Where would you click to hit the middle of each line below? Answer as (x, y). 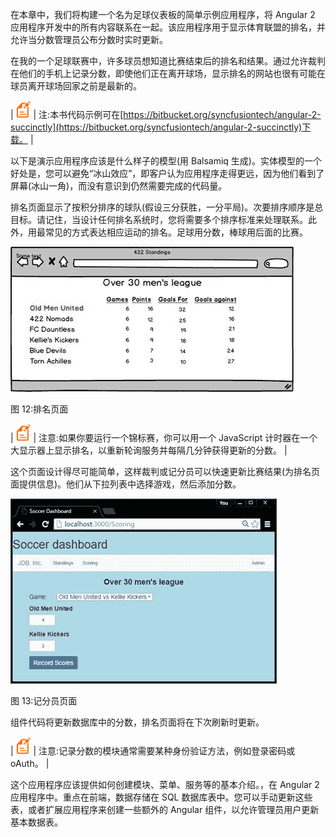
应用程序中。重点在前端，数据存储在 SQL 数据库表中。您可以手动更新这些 (161, 797)
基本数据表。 (36, 822)
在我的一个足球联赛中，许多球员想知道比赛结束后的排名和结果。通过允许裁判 (168, 61)
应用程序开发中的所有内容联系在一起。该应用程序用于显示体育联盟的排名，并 (168, 27)
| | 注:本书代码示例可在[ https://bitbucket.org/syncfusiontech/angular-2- (166, 114)
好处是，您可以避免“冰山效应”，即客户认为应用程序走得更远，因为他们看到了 (167, 173)
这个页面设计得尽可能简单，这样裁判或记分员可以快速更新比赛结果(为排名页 (165, 471)
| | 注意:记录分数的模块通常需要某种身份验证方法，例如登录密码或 (153, 751)
